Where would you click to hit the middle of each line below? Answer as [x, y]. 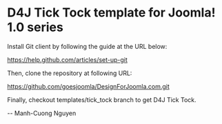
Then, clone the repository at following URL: [70, 73]
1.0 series [35, 27]
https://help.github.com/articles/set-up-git [67, 59]
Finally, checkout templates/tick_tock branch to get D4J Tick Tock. [102, 100]
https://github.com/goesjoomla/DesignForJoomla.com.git [89, 86]
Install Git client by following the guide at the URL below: [87, 46]
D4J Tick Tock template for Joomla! [111, 13]
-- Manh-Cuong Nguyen [42, 113]
